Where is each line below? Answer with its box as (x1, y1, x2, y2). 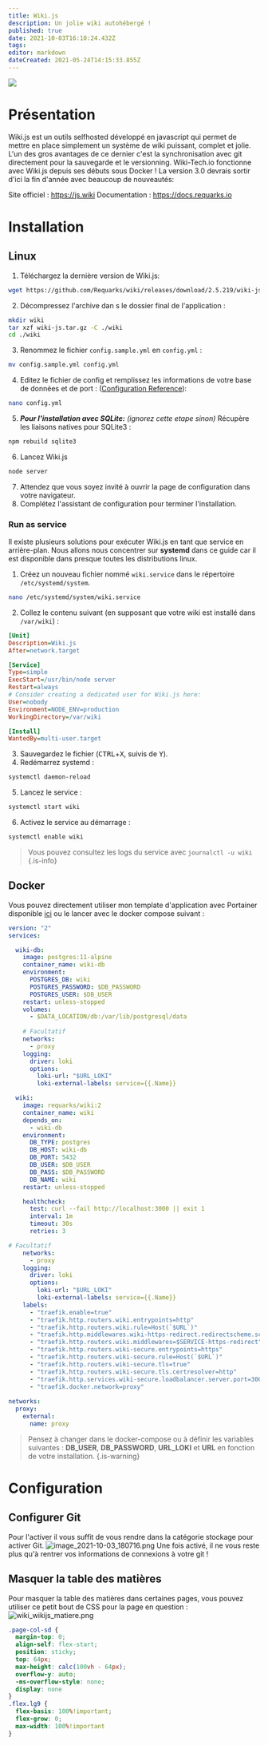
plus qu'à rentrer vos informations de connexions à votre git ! (8, 1549, 209, 1558)
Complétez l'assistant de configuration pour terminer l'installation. (19, 498, 237, 508)
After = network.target (8, 646, 81, 655)
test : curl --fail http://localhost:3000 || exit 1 (29, 1205, 205, 1213)
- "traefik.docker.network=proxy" (29, 1382, 145, 1390)
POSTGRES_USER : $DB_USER (29, 990, 112, 998)
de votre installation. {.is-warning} (27, 1451, 140, 1461)
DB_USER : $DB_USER (29, 1161, 91, 1169)
